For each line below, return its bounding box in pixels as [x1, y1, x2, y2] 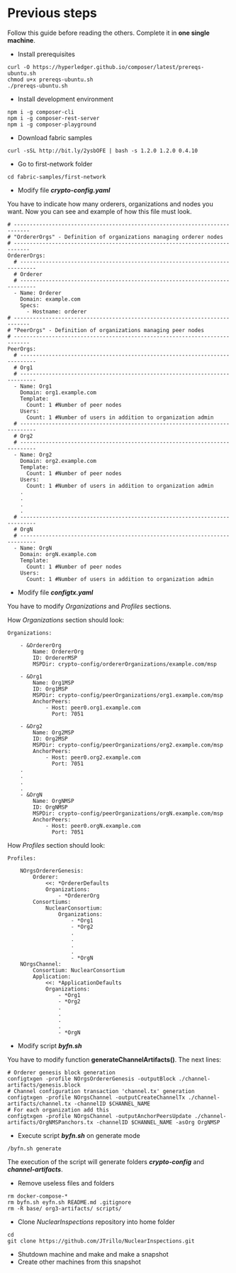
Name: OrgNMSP [33, 797, 74, 804]
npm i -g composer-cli [7, 108, 74, 115]
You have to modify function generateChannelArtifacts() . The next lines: [7, 1055, 222, 1064]
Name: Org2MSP [33, 729, 74, 736]
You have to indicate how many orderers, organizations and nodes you [7, 199, 214, 208]
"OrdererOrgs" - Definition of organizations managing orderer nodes [13, 233, 223, 240]
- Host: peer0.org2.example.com [45, 754, 141, 761]
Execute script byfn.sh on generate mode [17, 1131, 140, 1139]
